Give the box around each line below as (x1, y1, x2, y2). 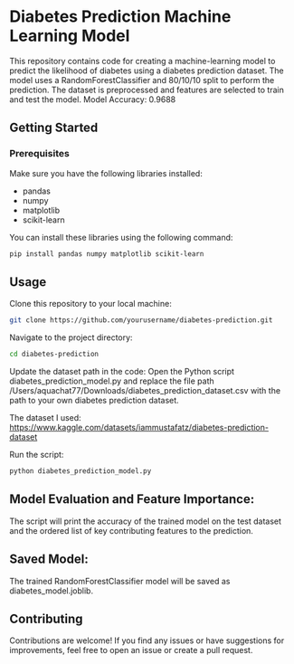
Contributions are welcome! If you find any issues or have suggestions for (9, 635, 285, 646)
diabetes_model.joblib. (9, 585, 93, 596)
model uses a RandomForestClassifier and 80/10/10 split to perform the (9, 74, 275, 85)
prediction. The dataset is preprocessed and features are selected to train (9, 84, 285, 95)
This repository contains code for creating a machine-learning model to (9, 55, 276, 66)
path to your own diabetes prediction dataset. (9, 395, 179, 406)
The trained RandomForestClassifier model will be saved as (9, 575, 231, 586)
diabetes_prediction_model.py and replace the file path (9, 375, 214, 386)
